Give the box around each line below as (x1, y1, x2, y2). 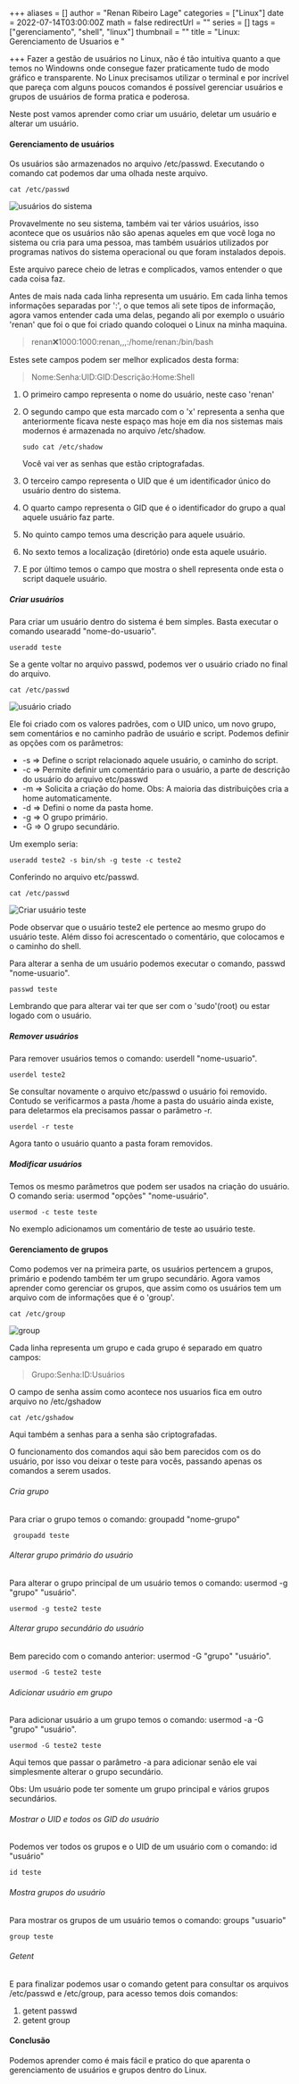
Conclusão (9, 2035, 51, 2046)
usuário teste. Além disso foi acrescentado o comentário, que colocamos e (9, 931, 286, 942)
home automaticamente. (21, 793, 112, 803)
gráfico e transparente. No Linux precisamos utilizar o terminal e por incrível (9, 72, 289, 83)
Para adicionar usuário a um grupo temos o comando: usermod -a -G (9, 1715, 264, 1726)
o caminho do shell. (9, 941, 82, 952)
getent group (21, 2014, 71, 2025)
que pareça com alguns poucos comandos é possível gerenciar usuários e (9, 82, 284, 92)
